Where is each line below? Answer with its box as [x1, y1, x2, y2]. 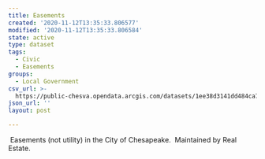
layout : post [8, 107, 51, 115]
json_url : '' [8, 99, 51, 107]
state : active [8, 33, 55, 42]
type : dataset [8, 41, 55, 49]
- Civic [15, 56, 41, 64]
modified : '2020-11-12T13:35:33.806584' [8, 26, 144, 34]
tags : [8, 48, 26, 56]
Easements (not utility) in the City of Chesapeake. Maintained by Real [9, 135, 237, 144]
